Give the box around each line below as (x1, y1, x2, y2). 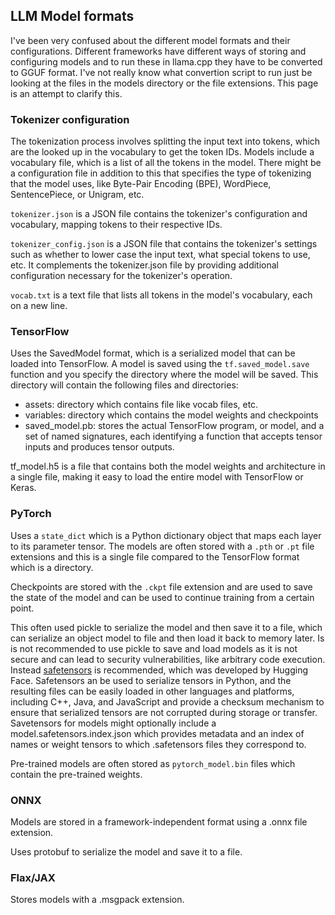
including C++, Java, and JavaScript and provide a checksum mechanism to (10, 695, 325, 708)
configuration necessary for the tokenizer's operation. (10, 270, 233, 282)
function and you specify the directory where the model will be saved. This (10, 369, 319, 381)
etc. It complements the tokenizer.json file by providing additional (10, 259, 279, 271)
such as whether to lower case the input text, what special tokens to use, (10, 249, 311, 261)
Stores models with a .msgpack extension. (10, 894, 185, 906)
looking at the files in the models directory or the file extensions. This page (10, 77, 319, 89)
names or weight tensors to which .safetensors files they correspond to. (10, 738, 307, 750)
